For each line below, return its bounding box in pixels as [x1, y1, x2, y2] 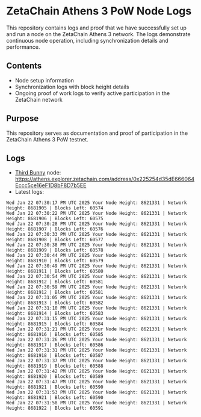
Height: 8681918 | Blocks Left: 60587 [6, 353, 104, 359]
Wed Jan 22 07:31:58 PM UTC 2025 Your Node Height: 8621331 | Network [6, 400, 187, 406]
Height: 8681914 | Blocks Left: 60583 [6, 310, 104, 317]
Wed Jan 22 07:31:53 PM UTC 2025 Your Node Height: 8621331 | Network [6, 389, 187, 395]
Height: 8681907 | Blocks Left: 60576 [6, 226, 104, 232]
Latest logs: [14, 188, 44, 196]
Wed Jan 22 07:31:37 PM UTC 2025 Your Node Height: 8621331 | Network [6, 358, 187, 364]
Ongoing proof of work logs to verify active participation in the [14, 89, 170, 97]
